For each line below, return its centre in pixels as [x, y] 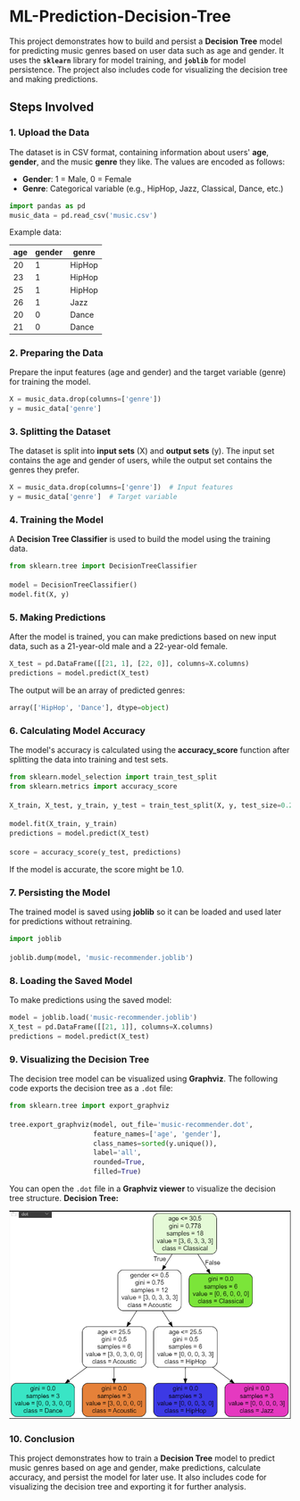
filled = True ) [117, 1172]
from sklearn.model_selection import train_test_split [113, 777]
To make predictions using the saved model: [91, 1000]
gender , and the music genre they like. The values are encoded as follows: [147, 162]
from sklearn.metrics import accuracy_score [93, 786]
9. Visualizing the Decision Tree [79, 1059]
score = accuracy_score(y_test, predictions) [95, 852]
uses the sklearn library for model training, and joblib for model [128, 60]
